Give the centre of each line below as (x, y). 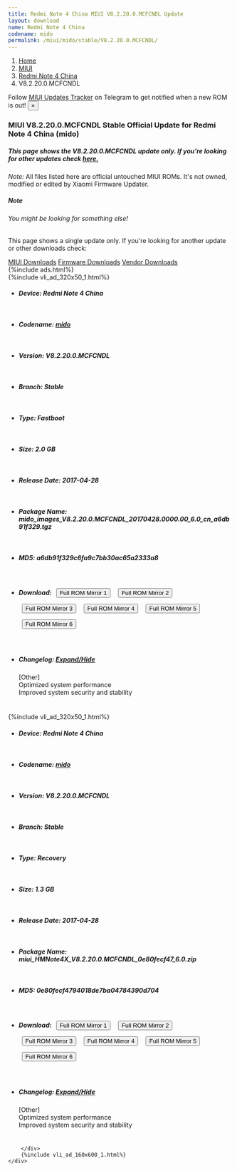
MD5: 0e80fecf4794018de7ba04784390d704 (89, 990)
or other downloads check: (48, 248)
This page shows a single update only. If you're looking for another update (117, 240)
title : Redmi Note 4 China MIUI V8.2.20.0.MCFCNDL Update (96, 14)
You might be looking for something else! (68, 218)
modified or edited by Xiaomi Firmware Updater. (78, 184)
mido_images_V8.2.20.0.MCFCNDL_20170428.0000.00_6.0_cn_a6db (124, 519)
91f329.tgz (35, 526)
